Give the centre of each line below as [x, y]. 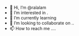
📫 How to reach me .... [33, 28]
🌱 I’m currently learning [33, 18]
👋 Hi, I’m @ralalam [28, 8]
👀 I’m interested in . [29, 13]
